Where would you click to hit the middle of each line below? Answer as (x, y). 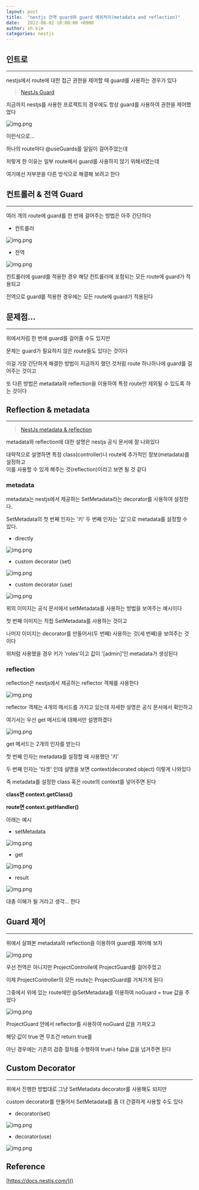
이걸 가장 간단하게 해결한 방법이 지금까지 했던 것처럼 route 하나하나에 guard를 (96, 363)
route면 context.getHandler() (42, 807)
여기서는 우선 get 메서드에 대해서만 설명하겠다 (59, 719)
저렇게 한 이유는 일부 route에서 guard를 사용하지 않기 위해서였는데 (83, 161)
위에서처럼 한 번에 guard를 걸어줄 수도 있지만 (58, 338)
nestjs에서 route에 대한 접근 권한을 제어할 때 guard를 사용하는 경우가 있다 (92, 80)
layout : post (22, 12)
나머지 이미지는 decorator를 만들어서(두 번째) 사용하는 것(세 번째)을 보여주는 (94, 633)
